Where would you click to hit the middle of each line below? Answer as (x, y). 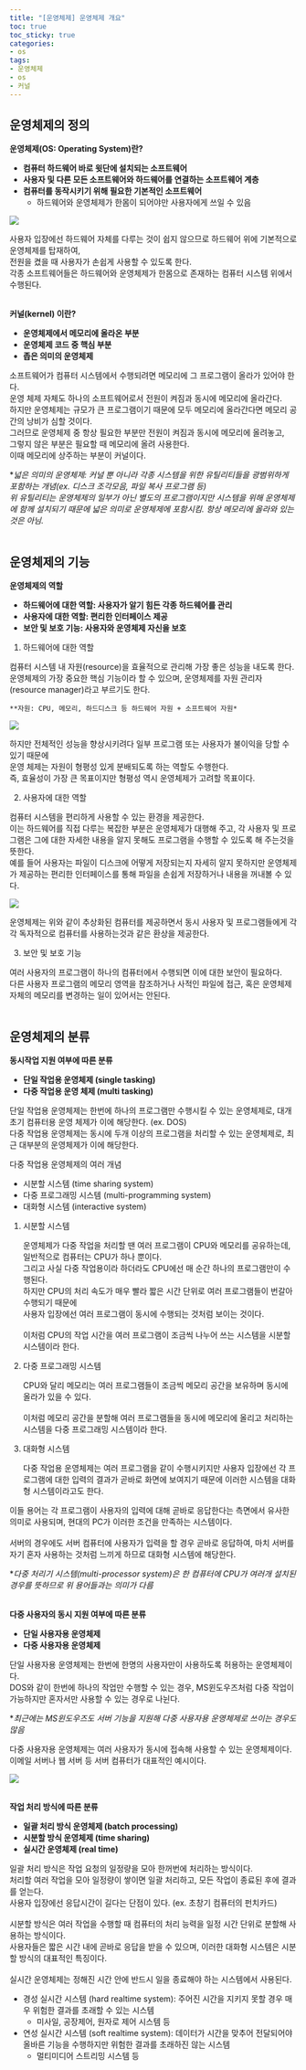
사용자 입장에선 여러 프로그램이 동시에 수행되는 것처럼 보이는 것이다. (143, 1314)
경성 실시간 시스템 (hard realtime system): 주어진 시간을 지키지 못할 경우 (153, 1999)
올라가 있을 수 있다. (57, 1397)
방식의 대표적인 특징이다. (63, 1959)
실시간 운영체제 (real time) (70, 1849)
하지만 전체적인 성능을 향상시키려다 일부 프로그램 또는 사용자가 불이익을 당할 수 (150, 744)
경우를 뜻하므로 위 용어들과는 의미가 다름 (81, 1586)
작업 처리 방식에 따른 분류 (54, 1807)
